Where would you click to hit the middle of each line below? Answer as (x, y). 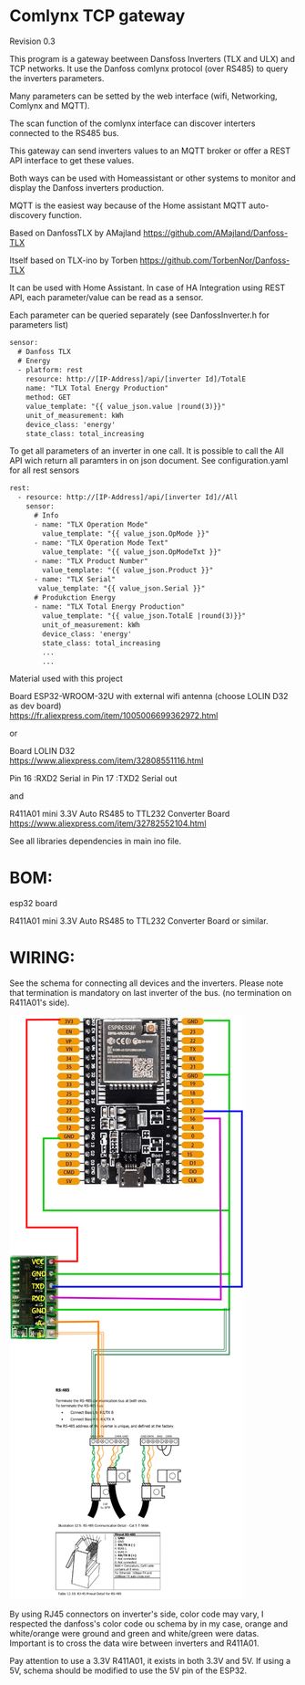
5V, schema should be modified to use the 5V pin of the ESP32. (128, 1670)
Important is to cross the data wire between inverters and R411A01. (134, 1643)
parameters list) (39, 324)
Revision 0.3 (33, 41)
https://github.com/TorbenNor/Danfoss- (215, 260)
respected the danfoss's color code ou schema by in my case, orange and (149, 1623)
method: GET (48, 397)
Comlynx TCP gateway (97, 16)
